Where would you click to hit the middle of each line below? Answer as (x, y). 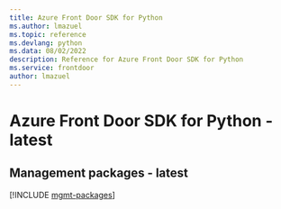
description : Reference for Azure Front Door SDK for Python (127, 59)
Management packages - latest (99, 173)
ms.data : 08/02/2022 (48, 51)
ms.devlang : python (46, 43)
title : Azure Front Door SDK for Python (86, 18)
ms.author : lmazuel (46, 26)
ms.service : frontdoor (52, 68)
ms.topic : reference (48, 34)
